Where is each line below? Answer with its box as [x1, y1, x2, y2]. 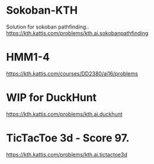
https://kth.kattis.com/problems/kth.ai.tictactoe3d [6, 151, 127, 158]
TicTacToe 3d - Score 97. [6, 131, 130, 144]
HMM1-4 [6, 51, 50, 64]
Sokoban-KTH [6, 4, 78, 17]
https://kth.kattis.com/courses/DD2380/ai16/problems [6, 70, 138, 77]
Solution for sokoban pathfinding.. [6, 23, 89, 30]
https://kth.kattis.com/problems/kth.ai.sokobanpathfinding [6, 29, 149, 36]
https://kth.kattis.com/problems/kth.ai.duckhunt [6, 111, 123, 118]
